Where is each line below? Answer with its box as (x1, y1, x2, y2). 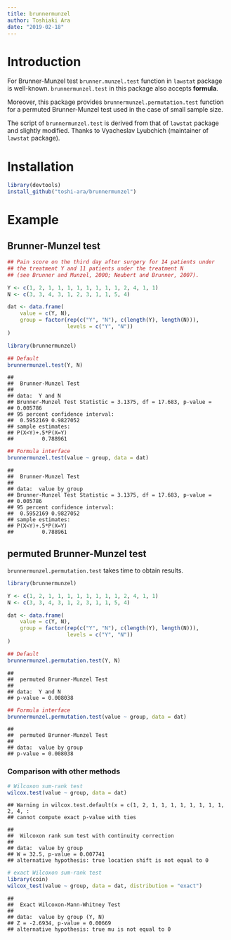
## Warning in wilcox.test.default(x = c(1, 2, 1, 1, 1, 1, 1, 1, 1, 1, (7, 802, 225, 809)
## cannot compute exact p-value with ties (7, 814, 137, 821)
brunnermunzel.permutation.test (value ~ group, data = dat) (7, 713, 187, 720)
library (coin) (7, 876, 49, 883)
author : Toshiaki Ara (7, 17, 71, 24)
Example (7, 212, 59, 228)
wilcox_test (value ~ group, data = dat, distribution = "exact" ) (7, 882, 202, 889)
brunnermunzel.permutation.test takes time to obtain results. (7, 566, 184, 575)
